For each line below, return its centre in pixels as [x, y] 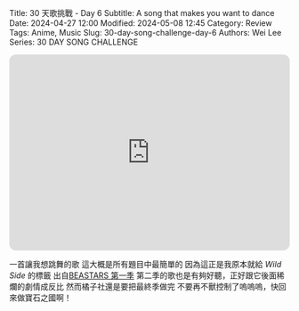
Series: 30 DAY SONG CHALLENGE [74, 42]
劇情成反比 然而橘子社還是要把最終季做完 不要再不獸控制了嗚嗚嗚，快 [151, 286]
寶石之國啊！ [48, 298]
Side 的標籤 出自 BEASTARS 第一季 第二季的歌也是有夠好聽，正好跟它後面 [143, 275]
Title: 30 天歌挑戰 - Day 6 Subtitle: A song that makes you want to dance [142, 13]
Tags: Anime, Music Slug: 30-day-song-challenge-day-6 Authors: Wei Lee [145, 33]
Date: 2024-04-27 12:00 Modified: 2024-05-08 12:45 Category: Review [141, 23]
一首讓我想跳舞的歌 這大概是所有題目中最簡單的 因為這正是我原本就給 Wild [145, 264]
